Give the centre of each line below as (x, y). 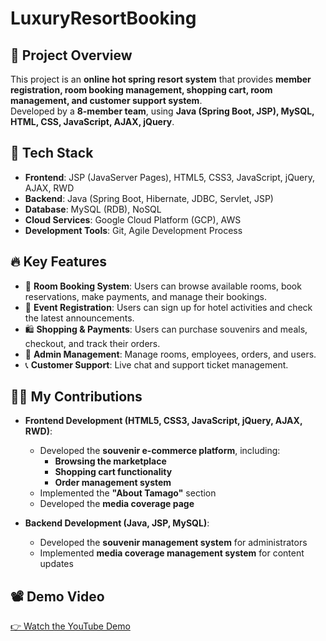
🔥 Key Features (59, 262)
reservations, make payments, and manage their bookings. (145, 296)
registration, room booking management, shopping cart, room (141, 90)
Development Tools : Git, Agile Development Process (133, 230)
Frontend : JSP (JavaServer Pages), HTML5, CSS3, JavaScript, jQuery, (170, 177)
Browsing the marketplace (110, 461)
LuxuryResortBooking (103, 18)
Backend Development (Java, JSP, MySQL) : (117, 523)
